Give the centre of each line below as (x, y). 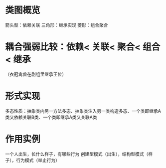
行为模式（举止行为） (38, 160)
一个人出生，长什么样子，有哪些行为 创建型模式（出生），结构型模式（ (77, 154)
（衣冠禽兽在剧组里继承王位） (36, 74)
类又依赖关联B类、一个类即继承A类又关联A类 (51, 117)
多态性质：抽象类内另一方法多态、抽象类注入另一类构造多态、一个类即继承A (83, 111)
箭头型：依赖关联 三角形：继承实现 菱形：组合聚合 (57, 25)
